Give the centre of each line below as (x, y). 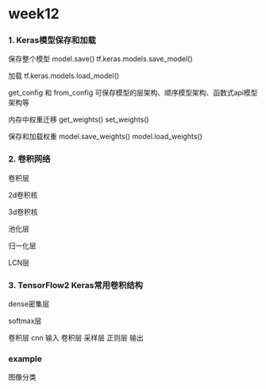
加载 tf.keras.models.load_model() (64, 76)
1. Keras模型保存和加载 (52, 41)
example (25, 359)
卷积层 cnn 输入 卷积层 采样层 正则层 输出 (76, 338)
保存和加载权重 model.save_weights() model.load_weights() (105, 137)
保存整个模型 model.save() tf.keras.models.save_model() (100, 59)
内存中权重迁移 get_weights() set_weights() (79, 119)
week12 (34, 14)
